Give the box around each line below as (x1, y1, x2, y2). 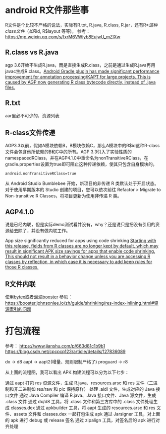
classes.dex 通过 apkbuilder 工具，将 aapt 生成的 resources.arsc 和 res (10, 405, 156, 411)
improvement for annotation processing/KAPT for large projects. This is (5, 74, 151, 80)
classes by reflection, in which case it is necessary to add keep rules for (5, 259, 153, 265)
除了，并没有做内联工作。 (18, 228, 70, 234)
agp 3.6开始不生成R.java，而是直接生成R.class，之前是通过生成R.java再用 (5, 62, 156, 68)
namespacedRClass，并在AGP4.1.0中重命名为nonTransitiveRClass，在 (5, 155, 149, 161)
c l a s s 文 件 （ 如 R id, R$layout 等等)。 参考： (5, 28, 91, 34)
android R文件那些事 (5, 4, 89, 16)
